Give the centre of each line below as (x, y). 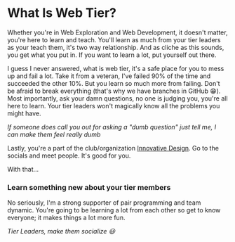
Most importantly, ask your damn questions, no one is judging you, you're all (117, 98)
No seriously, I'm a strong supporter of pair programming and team (104, 203)
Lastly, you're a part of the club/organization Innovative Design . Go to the (113, 148)
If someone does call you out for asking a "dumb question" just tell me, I (112, 127)
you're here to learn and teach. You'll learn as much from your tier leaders (114, 39)
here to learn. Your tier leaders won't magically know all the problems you (114, 106)
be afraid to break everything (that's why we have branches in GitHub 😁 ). (114, 91)
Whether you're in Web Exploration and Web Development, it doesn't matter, (117, 32)
